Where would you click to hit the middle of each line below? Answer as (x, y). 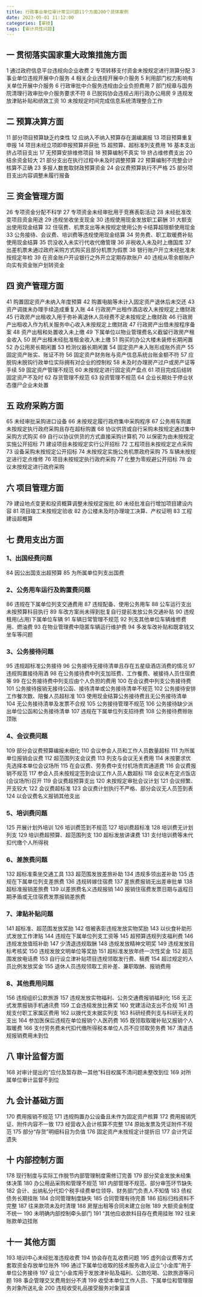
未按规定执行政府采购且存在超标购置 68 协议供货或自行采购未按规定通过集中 (101, 429)
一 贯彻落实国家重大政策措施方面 (67, 55)
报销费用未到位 (30, 1035)
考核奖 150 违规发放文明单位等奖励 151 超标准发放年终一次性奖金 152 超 (99, 951)
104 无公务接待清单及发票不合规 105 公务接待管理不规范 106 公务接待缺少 (97, 704)
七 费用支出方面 (35, 540)
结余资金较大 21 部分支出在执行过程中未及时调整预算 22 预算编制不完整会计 (100, 160)
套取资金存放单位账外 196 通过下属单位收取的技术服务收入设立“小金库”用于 (99, 1266)
